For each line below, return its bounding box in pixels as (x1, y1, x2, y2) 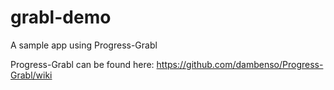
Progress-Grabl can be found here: (10, 58, 155, 70)
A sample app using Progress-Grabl (10, 39, 158, 51)
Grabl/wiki (10, 69, 53, 81)
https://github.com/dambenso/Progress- (156, 58, 324, 70)
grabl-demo (10, 6, 112, 29)
